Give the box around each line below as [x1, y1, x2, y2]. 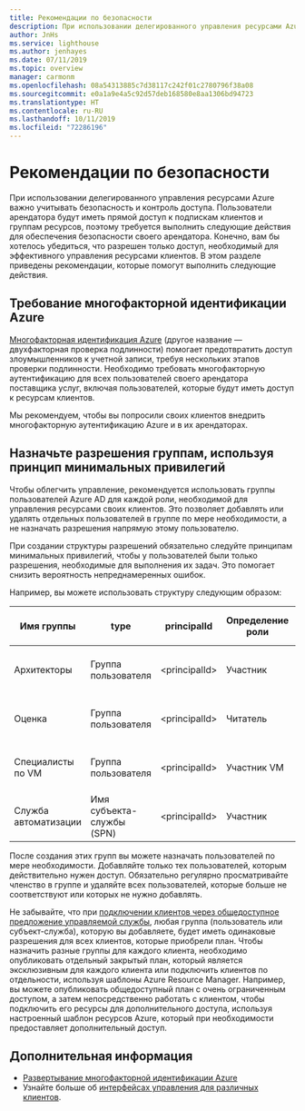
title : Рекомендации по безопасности [9, 13, 152, 23]
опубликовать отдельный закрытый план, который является [9, 955, 243, 966]
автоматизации [14, 815, 82, 828]
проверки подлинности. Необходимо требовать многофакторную [9, 362, 266, 373]
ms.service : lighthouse [9, 38, 100, 48]
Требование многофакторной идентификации [9, 296, 288, 312]
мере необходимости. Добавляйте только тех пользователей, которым [9, 859, 288, 870]
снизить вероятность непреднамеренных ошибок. [9, 569, 206, 580]
